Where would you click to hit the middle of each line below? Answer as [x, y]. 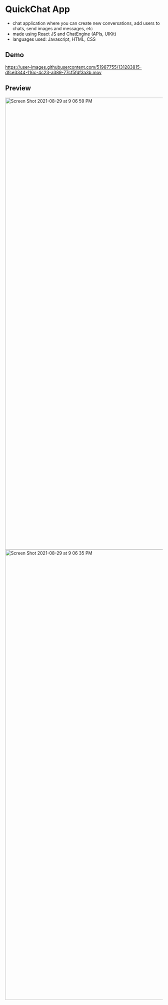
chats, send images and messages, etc [53, 28]
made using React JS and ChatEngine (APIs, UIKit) [64, 34]
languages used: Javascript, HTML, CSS [54, 39]
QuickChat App [37, 9]
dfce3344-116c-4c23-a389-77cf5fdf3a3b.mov [53, 72]
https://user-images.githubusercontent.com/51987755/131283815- [73, 67]
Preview [18, 88]
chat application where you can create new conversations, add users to [86, 23]
